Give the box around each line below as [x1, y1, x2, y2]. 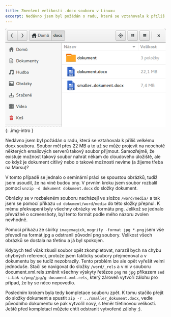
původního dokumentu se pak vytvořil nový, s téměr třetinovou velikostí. [5, 300, 156, 306]
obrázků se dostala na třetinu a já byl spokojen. [5, 237, 104, 243]
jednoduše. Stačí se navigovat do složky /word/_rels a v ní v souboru [5, 263, 151, 270]
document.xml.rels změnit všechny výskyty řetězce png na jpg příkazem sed [5, 269, 164, 275]
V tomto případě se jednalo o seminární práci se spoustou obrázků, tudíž [5, 174, 158, 180]
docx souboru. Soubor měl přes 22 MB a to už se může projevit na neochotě [5, 143, 165, 149]
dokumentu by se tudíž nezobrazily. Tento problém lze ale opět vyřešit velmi [5, 258, 165, 264]
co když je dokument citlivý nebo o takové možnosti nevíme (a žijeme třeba [5, 158, 163, 165]
